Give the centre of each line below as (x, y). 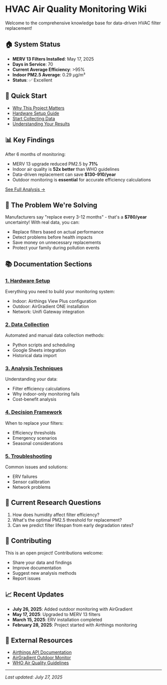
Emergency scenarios (35, 438)
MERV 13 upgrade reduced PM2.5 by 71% (55, 164)
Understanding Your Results (41, 124)
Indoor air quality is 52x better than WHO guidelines (66, 169)
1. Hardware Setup (28, 281)
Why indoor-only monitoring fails (46, 394)
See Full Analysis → (25, 189)
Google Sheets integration (39, 350)
